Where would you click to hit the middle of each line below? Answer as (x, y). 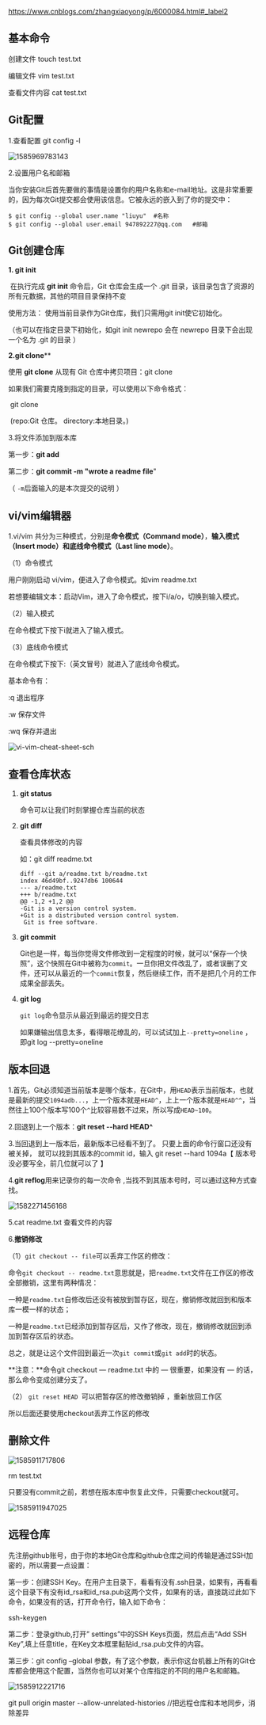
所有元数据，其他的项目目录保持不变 (67, 296)
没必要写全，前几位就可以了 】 (58, 1163)
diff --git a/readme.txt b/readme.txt (84, 874)
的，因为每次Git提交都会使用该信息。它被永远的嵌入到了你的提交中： (120, 199)
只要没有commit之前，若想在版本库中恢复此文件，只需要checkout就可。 (125, 1491)
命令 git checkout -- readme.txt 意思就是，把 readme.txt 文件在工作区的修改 (131, 1272)
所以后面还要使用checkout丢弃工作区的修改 (79, 1413)
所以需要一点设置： (60, 1565)
